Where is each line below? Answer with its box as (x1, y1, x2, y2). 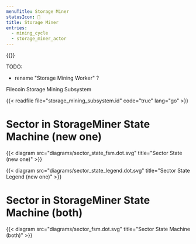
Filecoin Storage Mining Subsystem (6, 86, 92, 92)
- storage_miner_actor (11, 36, 67, 42)
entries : (6, 25, 27, 31)
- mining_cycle (11, 30, 49, 36)
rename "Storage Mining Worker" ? (14, 74, 99, 81)
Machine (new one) (6, 130, 102, 143)
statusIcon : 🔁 (6, 14, 41, 20)
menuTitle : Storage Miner (6, 8, 69, 15)
